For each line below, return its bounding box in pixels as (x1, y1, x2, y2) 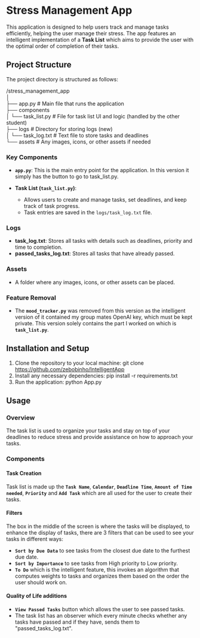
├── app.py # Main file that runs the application (6, 100, 124, 107)
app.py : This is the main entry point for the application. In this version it (14, 167, 189, 174)
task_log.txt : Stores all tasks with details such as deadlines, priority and (14, 237, 193, 245)
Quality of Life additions (6, 593, 67, 600)
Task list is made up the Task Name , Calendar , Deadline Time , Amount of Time (6, 483, 192, 490)
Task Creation (6, 469, 42, 477)
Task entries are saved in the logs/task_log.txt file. (23, 209, 152, 216)
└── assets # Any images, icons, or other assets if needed (6, 138, 151, 145)
